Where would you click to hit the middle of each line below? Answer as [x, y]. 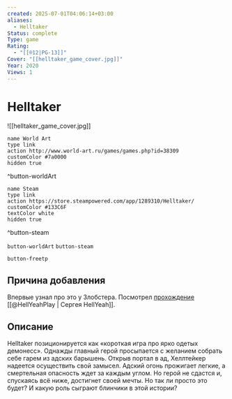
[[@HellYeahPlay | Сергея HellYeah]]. [61, 305]
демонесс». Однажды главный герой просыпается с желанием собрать [115, 351]
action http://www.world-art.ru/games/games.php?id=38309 [93, 151]
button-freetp [28, 259]
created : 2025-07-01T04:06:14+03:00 [60, 14]
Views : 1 [20, 72]
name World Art [29, 139]
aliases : [20, 20]
